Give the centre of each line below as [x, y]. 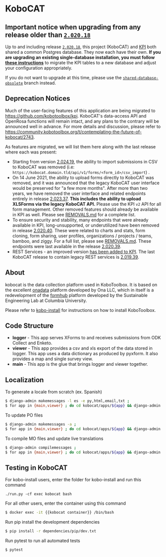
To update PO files [24, 415]
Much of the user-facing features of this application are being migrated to [80, 111]
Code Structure [29, 326]
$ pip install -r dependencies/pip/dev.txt [51, 531]
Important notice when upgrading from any [73, 27]
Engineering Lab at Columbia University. [46, 300]
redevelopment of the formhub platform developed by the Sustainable [76, 295]
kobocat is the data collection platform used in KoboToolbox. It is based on [81, 284]
